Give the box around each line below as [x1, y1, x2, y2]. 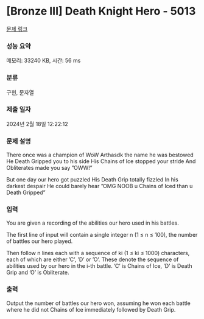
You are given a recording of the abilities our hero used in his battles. [6, 219, 180, 226]
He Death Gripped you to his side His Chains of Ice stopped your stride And [6, 158, 196, 165]
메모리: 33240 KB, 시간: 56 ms [6, 57, 81, 65]
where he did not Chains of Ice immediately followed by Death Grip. [6, 306, 176, 313]
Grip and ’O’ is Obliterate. [6, 269, 69, 276]
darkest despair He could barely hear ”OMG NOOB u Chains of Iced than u [6, 183, 193, 190]
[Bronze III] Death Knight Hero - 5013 [6, 4, 196, 18]
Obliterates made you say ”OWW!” [6, 164, 93, 172]
